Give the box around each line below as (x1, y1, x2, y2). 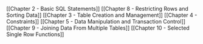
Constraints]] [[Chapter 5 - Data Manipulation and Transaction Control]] (6, 18, 186, 25)
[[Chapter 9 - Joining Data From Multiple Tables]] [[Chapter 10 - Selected (6, 24, 190, 31)
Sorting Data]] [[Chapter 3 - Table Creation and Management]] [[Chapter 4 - (6, 11, 198, 19)
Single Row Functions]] (6, 31, 64, 38)
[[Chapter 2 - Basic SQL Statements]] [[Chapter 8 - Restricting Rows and (6, 5, 188, 12)
